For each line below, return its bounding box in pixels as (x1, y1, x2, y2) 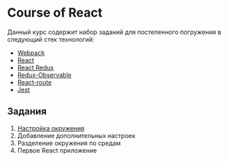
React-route (17, 78, 52, 86)
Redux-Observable (17, 71, 72, 79)
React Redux (17, 63, 54, 71)
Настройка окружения (17, 124, 85, 133)
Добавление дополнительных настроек (17, 131, 136, 139)
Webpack (17, 49, 45, 57)
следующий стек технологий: (7, 35, 95, 43)
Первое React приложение (17, 146, 97, 154)
